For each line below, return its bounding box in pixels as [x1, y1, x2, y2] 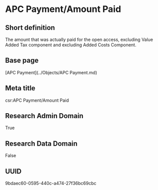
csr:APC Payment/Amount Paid [5, 97, 69, 103]
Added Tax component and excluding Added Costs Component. [5, 42, 137, 48]
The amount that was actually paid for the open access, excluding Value [5, 36, 154, 42]
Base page [5, 56, 39, 65]
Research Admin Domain [5, 112, 84, 120]
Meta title [5, 84, 36, 93]
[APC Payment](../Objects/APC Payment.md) [5, 69, 97, 75]
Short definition [5, 23, 55, 32]
